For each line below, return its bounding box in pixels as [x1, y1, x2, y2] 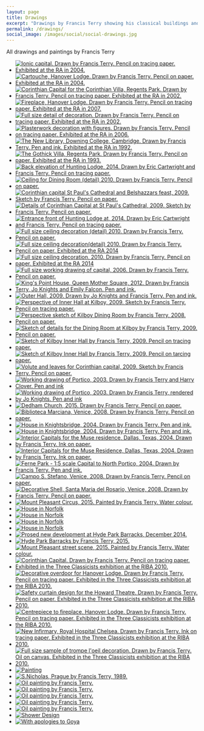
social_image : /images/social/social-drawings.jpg [6, 32, 137, 38]
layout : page [6, 8, 39, 15]
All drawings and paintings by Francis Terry [6, 48, 115, 55]
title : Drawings [6, 15, 47, 21]
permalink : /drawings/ [6, 25, 64, 32]
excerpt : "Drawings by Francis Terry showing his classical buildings [6, 20, 189, 26]
